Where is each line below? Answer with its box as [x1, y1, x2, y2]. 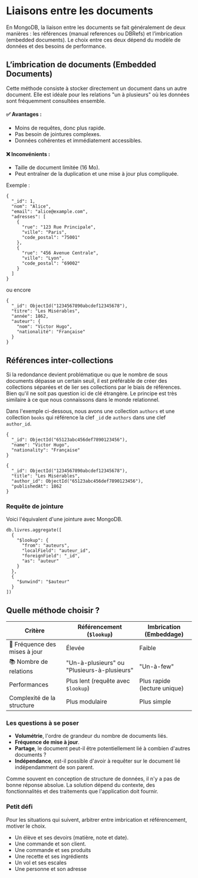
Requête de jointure [6, 502, 64, 510]
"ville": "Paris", [21, 230, 67, 235]
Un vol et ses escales [14, 859, 67, 866]
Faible [139, 644, 156, 652]
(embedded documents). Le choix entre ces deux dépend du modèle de [6, 36, 181, 43]
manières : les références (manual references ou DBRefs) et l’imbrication [6, 30, 183, 37]
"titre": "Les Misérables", [11, 308, 81, 314]
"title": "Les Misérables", [11, 473, 81, 479]
